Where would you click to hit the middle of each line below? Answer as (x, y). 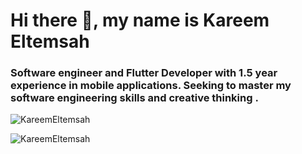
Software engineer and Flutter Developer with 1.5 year (144, 73)
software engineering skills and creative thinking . (134, 98)
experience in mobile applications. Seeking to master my (151, 86)
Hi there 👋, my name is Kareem (140, 20)
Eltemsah (50, 41)
